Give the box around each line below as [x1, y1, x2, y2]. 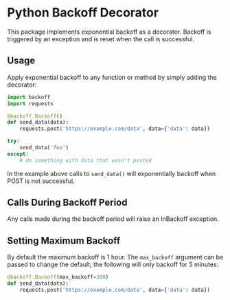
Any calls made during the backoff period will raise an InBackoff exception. [7, 215, 220, 223]
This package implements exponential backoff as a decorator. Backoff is [7, 28, 211, 36]
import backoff [7, 94, 51, 100]
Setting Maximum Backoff [7, 235, 121, 246]
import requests [7, 100, 54, 107]
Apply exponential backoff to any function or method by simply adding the [7, 73, 218, 81]
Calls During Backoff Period [7, 197, 128, 208]
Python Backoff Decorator [7, 5, 159, 21]
